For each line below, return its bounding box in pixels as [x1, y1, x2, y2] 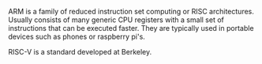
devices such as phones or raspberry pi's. [8, 32, 146, 41]
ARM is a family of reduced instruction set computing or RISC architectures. [8, 7, 255, 16]
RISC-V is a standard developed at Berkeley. [8, 47, 152, 56]
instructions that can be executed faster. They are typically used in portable [8, 24, 254, 32]
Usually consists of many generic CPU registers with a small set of [8, 15, 225, 24]
